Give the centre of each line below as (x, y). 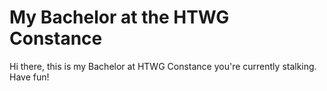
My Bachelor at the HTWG (119, 17)
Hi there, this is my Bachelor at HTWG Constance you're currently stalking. (163, 66)
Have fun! (29, 77)
